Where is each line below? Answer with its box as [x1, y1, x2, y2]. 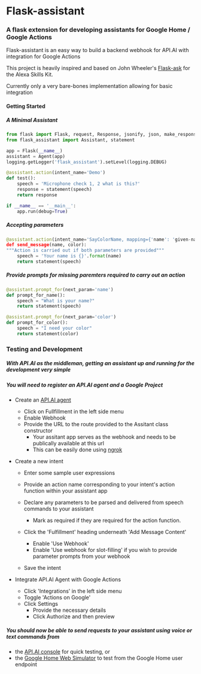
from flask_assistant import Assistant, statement [6, 136, 135, 143]
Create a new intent [14, 458, 64, 465]
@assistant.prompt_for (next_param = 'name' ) [6, 286, 114, 293]
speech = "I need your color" [17, 325, 93, 332]
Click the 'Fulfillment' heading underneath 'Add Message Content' [23, 529, 187, 536]
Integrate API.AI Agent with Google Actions [14, 576, 121, 583]
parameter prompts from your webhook [32, 552, 130, 560]
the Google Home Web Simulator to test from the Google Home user [14, 654, 183, 662]
